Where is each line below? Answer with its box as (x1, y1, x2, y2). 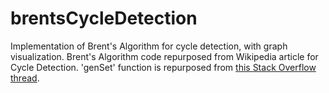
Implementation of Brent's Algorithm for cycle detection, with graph (10, 40, 288, 52)
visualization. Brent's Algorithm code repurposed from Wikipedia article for (10, 50, 319, 62)
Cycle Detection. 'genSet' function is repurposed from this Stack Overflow (10, 61, 317, 73)
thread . (10, 72, 40, 84)
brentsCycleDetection (10, 7, 198, 30)
